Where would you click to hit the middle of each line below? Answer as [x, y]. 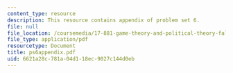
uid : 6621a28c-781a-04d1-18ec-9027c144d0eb [71, 59]
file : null [23, 26]
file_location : [29, 33]
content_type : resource [42, 14]
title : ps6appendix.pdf [42, 53]
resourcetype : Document [42, 46]
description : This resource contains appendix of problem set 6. [103, 20]
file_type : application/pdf [48, 40]
